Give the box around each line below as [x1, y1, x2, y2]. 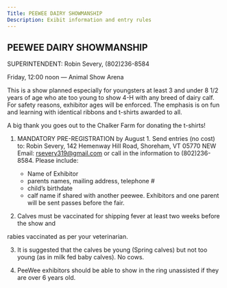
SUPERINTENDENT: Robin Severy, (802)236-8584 [7, 60, 150, 68]
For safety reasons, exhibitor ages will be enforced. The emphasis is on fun [7, 101, 220, 109]
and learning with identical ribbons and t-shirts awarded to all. [7, 108, 183, 116]
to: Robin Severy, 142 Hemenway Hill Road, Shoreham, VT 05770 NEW [16, 142, 217, 150]
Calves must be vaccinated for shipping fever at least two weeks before [16, 212, 221, 220]
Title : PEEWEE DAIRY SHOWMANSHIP [7, 10, 103, 17]
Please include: [35, 157, 79, 165]
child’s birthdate [27, 184, 73, 192]
